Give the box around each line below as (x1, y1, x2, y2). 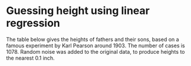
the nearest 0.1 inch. (6, 54, 55, 61)
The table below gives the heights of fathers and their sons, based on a (6, 36, 179, 43)
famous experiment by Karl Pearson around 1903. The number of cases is (6, 42, 186, 49)
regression (6, 16, 61, 30)
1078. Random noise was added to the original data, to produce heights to (6, 48, 185, 55)
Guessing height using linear (6, 4, 150, 18)
